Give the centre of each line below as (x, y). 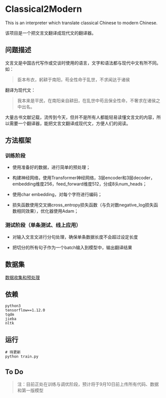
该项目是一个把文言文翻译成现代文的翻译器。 (51, 33)
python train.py (22, 357)
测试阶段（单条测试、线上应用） (43, 225)
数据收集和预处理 (22, 277)
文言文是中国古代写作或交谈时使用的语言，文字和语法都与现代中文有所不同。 (83, 63)
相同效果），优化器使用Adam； (48, 211)
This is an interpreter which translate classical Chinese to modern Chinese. (82, 23)
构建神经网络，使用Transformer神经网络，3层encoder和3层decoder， (83, 178)
